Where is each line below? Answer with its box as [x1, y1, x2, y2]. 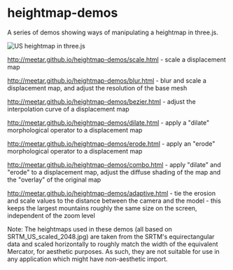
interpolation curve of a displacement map [7, 104, 129, 113]
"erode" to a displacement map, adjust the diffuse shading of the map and [7, 168, 221, 176]
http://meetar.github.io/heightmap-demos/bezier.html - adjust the [7, 97, 196, 106]
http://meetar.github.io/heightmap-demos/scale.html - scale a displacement [7, 55, 226, 64]
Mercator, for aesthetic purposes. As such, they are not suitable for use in [7, 247, 220, 255]
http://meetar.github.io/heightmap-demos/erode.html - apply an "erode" [7, 139, 216, 148]
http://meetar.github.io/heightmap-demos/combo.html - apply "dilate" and [7, 160, 222, 169]
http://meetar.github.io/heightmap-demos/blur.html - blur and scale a [7, 76, 206, 85]
